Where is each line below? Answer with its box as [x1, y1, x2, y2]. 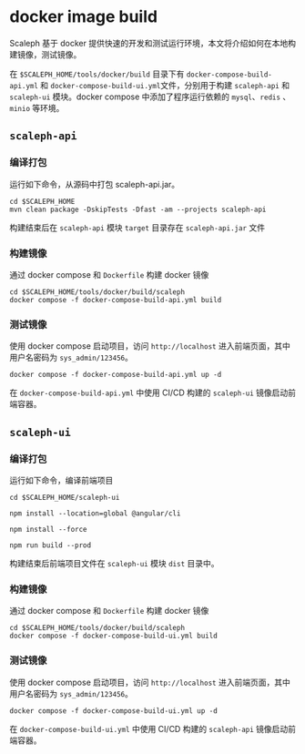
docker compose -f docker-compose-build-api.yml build [9, 295, 222, 304]
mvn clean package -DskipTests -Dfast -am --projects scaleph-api [9, 205, 267, 214]
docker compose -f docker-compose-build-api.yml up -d [9, 371, 222, 380]
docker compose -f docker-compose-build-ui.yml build [9, 631, 219, 641]
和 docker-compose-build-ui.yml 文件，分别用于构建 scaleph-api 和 [40, 79, 290, 90]
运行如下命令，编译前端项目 [9, 474, 114, 485]
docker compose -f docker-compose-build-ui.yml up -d [9, 706, 219, 716]
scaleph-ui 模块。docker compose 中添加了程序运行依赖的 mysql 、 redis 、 [9, 91, 291, 102]
